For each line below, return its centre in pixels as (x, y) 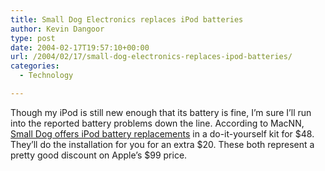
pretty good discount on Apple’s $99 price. (99, 155)
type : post (33, 38)
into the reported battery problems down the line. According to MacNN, (157, 123)
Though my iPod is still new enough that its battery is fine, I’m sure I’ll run (161, 112)
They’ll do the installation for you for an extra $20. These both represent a (162, 144)
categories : (35, 66)
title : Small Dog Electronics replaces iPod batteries (127, 19)
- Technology (46, 76)
